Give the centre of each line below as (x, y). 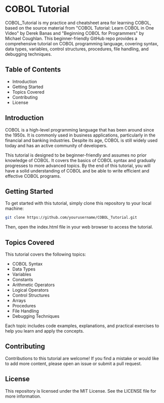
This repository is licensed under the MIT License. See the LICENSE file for (81, 391)
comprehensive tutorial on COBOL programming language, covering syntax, (82, 43)
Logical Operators (30, 290)
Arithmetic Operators (33, 285)
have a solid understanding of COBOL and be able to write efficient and (77, 170)
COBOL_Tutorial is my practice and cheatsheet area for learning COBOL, (78, 23)
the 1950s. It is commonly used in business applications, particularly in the (80, 135)
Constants (23, 280)
